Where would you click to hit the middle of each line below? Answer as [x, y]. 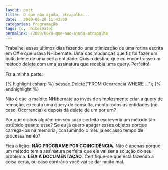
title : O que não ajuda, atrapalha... [48, 15]
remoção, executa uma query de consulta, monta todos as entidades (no [81, 104]
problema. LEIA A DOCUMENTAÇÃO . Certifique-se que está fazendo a [80, 156]
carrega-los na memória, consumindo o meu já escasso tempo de [74, 130]
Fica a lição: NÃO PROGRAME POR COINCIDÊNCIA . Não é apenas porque [83, 146]
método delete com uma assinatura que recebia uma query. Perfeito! [77, 64]
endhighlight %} [22, 89]
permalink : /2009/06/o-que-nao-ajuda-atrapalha [57, 33]
